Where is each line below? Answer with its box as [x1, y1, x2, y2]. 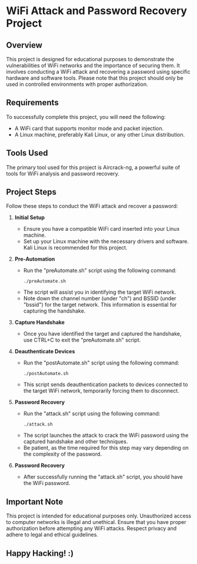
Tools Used [6, 148, 48, 158]
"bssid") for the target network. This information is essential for [23, 301, 177, 308]
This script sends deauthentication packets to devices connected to [23, 381, 188, 388]
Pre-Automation [14, 256, 55, 263]
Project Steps [6, 187, 57, 197]
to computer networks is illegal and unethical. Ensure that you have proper [6, 519, 186, 526]
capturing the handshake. [23, 307, 86, 314]
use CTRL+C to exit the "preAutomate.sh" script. [23, 337, 141, 344]
